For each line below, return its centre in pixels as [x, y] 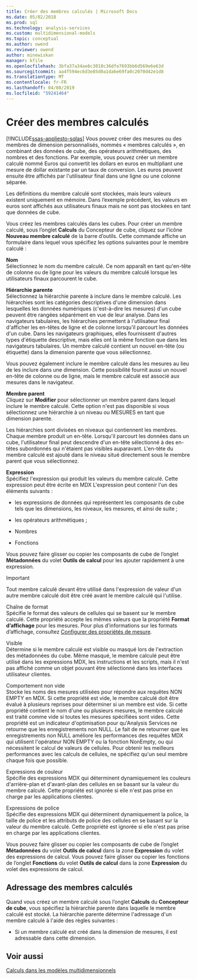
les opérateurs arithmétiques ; [51, 520]
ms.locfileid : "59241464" [38, 93]
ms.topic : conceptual [33, 39]
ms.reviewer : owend [30, 50]
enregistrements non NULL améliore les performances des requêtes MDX [95, 735]
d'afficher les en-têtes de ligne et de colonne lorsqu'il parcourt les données [97, 327]
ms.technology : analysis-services [48, 28]
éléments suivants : [29, 491]
